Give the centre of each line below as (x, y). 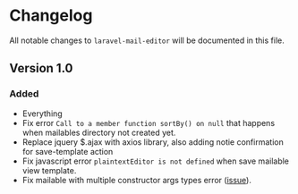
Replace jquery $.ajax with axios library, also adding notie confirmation (153, 142)
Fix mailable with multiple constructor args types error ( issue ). (137, 180)
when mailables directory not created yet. (99, 132)
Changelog (51, 16)
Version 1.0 (41, 68)
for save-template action (68, 151)
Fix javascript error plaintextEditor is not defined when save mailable (155, 161)
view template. (49, 170)
